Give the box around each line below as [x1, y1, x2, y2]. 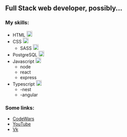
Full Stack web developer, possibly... [5, 4, 122, 13]
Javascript [12, 58, 35, 64]
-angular [20, 92, 38, 98]
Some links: [5, 104, 35, 111]
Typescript [12, 81, 35, 87]
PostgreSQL [12, 51, 38, 57]
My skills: [5, 19, 29, 26]
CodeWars [12, 115, 35, 121]
